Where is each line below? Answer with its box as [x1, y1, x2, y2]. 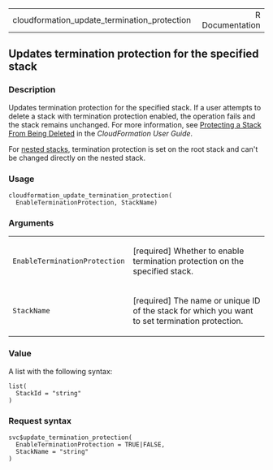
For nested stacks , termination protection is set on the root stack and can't [8, 144, 258, 153]
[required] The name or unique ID [132, 295, 261, 307]
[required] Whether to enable [132, 245, 245, 257]
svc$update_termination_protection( [8, 433, 132, 442]
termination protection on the [132, 256, 244, 267]
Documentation [201, 19, 261, 31]
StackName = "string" [15, 447, 89, 455]
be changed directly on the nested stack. [8, 153, 146, 162]
